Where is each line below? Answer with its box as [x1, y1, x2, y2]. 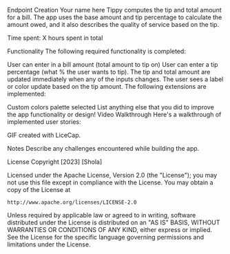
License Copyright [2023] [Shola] [7, 158, 103, 166]
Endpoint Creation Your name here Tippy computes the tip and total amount [7, 6, 222, 14]
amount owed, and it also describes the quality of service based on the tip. [7, 21, 219, 28]
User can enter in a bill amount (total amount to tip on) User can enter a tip [7, 61, 218, 68]
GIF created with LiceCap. [7, 131, 81, 139]
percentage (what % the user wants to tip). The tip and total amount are [7, 68, 211, 76]
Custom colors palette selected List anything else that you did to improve [7, 103, 215, 111]
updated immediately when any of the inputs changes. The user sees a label [7, 75, 224, 83]
